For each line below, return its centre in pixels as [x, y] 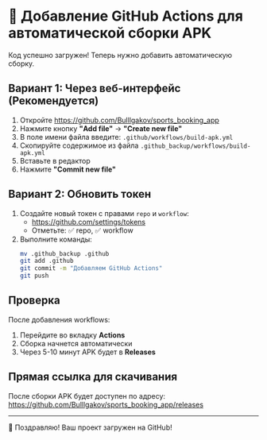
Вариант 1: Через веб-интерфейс [95, 89]
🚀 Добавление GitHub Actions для [126, 16]
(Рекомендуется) [54, 101]
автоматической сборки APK [110, 33]
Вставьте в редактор [55, 160]
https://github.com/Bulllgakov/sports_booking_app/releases [106, 404]
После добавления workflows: [59, 319]
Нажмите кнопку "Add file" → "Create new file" [101, 128]
